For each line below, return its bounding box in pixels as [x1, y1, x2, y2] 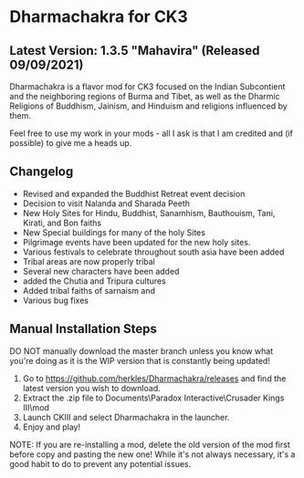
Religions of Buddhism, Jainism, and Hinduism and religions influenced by [9, 100, 288, 111]
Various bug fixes [22, 295, 89, 306]
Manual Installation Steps [9, 321, 158, 337]
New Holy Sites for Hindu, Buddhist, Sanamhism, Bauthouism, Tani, [22, 207, 276, 218]
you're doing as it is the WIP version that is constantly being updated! [9, 355, 271, 366]
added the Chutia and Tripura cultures [22, 275, 166, 286]
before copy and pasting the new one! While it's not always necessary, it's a [9, 449, 296, 460]
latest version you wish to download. [22, 382, 162, 393]
